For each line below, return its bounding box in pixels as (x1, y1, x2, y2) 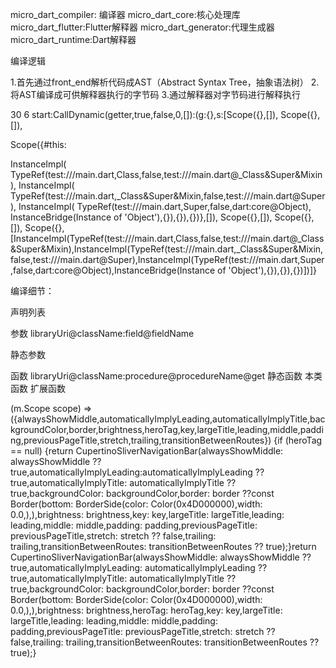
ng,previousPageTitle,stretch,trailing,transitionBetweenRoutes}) (10, 434, 272, 446)
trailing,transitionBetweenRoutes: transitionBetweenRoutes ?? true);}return (10, 541, 317, 552)
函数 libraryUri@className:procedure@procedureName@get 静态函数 (10, 370, 303, 382)
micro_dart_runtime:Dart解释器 (10, 34, 137, 45)
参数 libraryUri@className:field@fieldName (10, 328, 195, 339)
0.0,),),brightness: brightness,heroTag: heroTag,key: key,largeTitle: (10, 604, 283, 616)
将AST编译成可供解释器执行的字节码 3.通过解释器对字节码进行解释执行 (10, 89, 301, 100)
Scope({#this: (10, 139, 67, 150)
